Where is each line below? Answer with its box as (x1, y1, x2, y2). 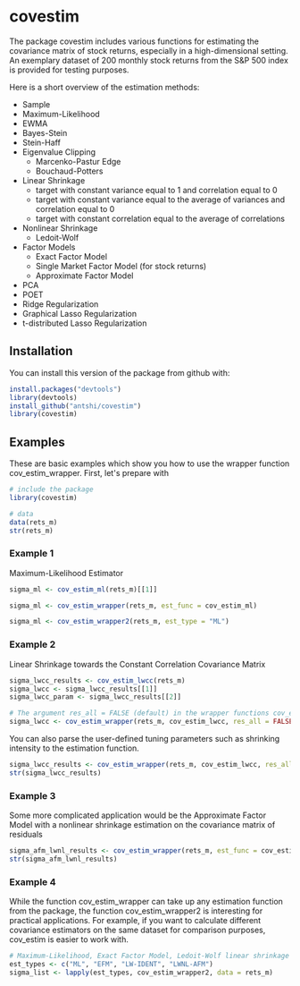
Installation (9, 344, 73, 359)
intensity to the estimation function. (9, 743, 140, 753)
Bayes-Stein (21, 127, 68, 138)
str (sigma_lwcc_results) (9, 768, 102, 778)
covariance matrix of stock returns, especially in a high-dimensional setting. (9, 45, 288, 55)
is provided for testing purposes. (9, 64, 129, 75)
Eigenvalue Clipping (21, 146, 96, 157)
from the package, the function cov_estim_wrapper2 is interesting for (9, 905, 263, 916)
